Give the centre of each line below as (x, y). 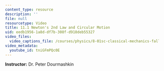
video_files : (18, 37)
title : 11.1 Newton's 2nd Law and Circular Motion (58, 28)
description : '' (21, 14)
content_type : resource (29, 9)
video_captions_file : (31, 41)
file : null (16, 18)
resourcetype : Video (26, 23)
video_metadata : (21, 46)
